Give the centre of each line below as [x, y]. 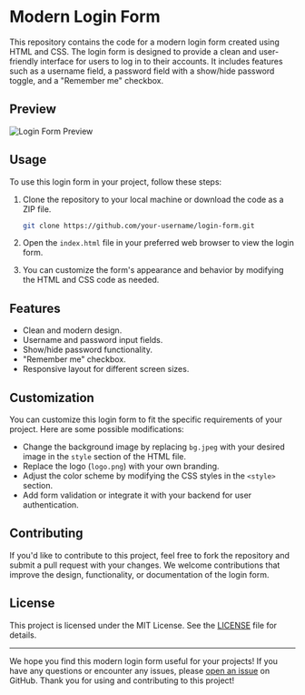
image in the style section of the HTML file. [104, 457]
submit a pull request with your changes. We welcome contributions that [145, 565]
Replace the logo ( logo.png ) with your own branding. [121, 467]
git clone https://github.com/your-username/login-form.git [138, 226]
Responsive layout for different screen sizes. [106, 369]
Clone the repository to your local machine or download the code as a [153, 199]
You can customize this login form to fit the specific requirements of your [146, 419]
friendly [24, 61]
